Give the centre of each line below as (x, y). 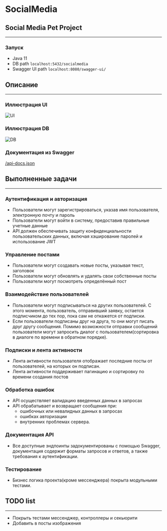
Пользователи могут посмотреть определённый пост (69, 281)
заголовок (23, 271)
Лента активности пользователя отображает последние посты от (82, 361)
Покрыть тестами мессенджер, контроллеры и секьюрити (75, 518)
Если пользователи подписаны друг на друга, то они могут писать (83, 321)
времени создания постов (40, 377)
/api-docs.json (20, 163)
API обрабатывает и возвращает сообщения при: (65, 406)
